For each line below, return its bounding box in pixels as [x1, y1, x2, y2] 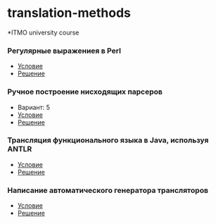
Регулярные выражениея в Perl [7, 46, 122, 56]
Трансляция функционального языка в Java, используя [7, 135, 209, 145]
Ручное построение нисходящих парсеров [7, 87, 163, 97]
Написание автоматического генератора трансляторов [7, 185, 209, 195]
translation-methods [7, 5, 132, 21]
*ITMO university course [7, 28, 80, 37]
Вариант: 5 [17, 103, 51, 111]
